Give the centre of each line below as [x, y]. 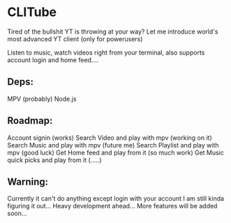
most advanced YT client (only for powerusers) [75, 38]
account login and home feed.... [53, 59]
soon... [17, 213]
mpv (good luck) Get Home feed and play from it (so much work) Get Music [116, 152]
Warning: [28, 181]
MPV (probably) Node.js [42, 99]
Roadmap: [30, 121]
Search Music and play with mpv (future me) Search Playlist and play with [113, 145]
